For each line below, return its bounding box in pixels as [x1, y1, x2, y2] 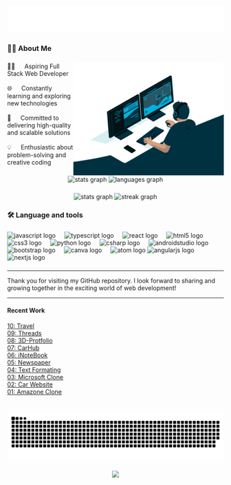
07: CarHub [7, 343, 40, 352]
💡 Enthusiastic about [7, 143, 74, 151]
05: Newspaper [7, 358, 51, 367]
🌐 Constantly [7, 84, 53, 92]
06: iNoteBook [7, 351, 48, 359]
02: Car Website [7, 380, 53, 389]
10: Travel [7, 322, 34, 330]
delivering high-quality [7, 121, 71, 129]
